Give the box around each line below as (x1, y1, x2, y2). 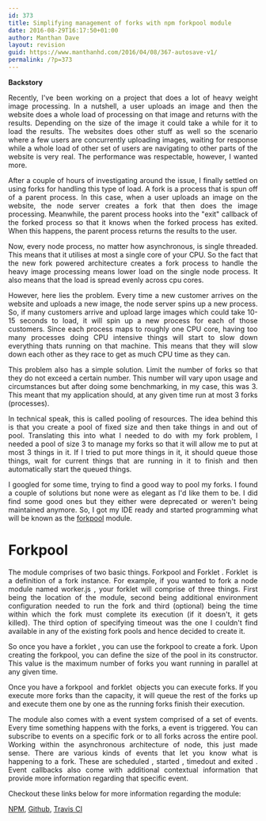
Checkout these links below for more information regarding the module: (8, 789, 241, 798)
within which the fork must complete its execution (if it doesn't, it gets (8, 609, 258, 619)
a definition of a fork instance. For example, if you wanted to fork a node (8, 575, 258, 585)
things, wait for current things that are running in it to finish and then (8, 456, 258, 465)
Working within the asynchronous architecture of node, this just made (8, 739, 258, 749)
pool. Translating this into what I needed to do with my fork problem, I (8, 430, 258, 440)
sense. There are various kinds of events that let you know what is (8, 748, 258, 758)
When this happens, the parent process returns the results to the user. (8, 226, 237, 235)
